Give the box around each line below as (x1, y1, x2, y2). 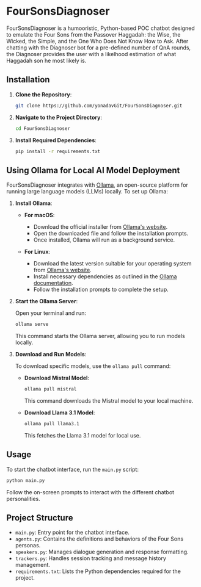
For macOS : (24, 212, 55, 219)
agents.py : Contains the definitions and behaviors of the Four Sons (15, 535, 184, 542)
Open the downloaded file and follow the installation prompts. (33, 230, 189, 237)
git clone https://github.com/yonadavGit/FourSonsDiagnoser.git (15, 103, 183, 109)
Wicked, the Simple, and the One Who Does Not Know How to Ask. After (6, 37, 189, 45)
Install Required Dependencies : (15, 136, 97, 144)
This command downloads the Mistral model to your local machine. (24, 397, 194, 404)
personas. (15, 542, 41, 549)
